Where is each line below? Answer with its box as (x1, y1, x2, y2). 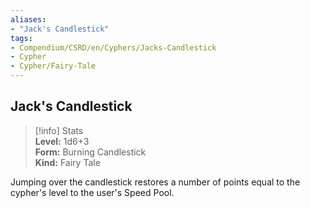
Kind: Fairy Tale (34, 156, 101, 168)
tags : (10, 33, 33, 43)
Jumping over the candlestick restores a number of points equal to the (10, 176, 301, 188)
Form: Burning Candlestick (34, 146, 147, 158)
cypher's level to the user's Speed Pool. (10, 186, 175, 198)
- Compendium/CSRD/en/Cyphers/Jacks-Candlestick (10, 42, 217, 53)
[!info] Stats (34, 124, 84, 136)
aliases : (10, 14, 47, 25)
